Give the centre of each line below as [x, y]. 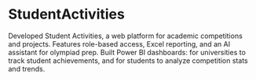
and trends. [27, 68]
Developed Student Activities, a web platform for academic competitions [126, 36]
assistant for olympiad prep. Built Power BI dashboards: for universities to [127, 52]
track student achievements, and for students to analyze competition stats [128, 61]
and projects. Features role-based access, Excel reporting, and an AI [119, 43]
